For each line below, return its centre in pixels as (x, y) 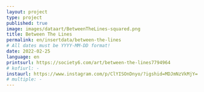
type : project (24, 18)
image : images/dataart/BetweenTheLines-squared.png (73, 29)
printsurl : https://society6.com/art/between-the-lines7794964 (89, 62)
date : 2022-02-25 (28, 51)
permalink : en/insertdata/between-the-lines (64, 40)
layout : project (27, 12)
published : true (27, 23)
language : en (23, 57)
